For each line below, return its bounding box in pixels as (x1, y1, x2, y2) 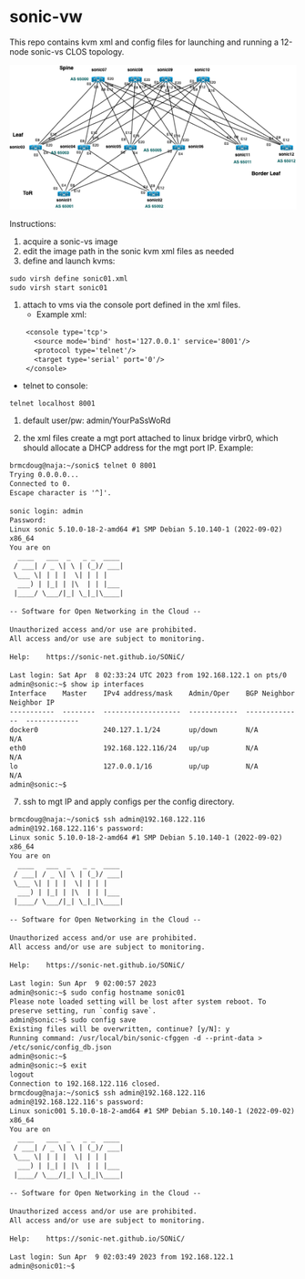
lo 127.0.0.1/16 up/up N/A (9, 762, 259, 771)
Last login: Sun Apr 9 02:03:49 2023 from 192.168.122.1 (9, 1253, 234, 1262)
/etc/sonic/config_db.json (9, 1043, 112, 1052)
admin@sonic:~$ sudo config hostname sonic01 (9, 988, 185, 997)
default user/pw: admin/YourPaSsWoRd (22, 415, 171, 426)
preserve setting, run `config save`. (9, 1006, 157, 1016)
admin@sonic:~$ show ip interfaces (9, 680, 145, 689)
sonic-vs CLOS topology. (30, 46, 125, 57)
